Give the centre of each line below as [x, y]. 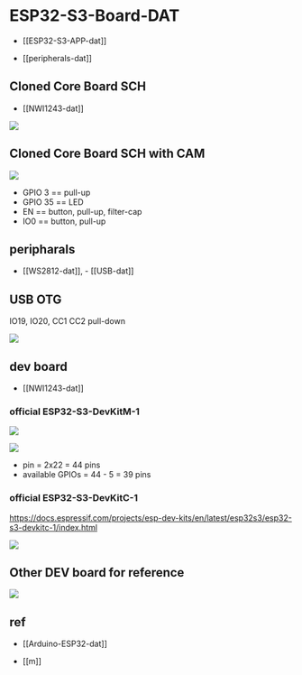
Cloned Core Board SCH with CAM [107, 154]
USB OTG [36, 299]
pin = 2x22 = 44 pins [61, 465]
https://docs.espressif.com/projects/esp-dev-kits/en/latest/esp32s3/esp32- [151, 518]
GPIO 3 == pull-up [56, 192]
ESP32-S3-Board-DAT [95, 16]
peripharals [42, 249]
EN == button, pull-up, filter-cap [82, 211]
